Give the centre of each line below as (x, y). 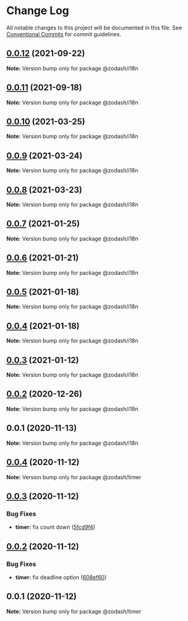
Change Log (38, 11)
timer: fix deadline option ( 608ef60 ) (61, 577)
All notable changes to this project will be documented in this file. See (94, 28)
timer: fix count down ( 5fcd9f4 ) (55, 527)
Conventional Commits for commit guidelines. (64, 34)
